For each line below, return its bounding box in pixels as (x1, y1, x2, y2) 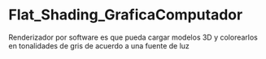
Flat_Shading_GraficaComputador (8, 6, 243, 24)
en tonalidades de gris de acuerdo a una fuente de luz (8, 40, 190, 50)
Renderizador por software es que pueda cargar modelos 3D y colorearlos (8, 32, 258, 42)
